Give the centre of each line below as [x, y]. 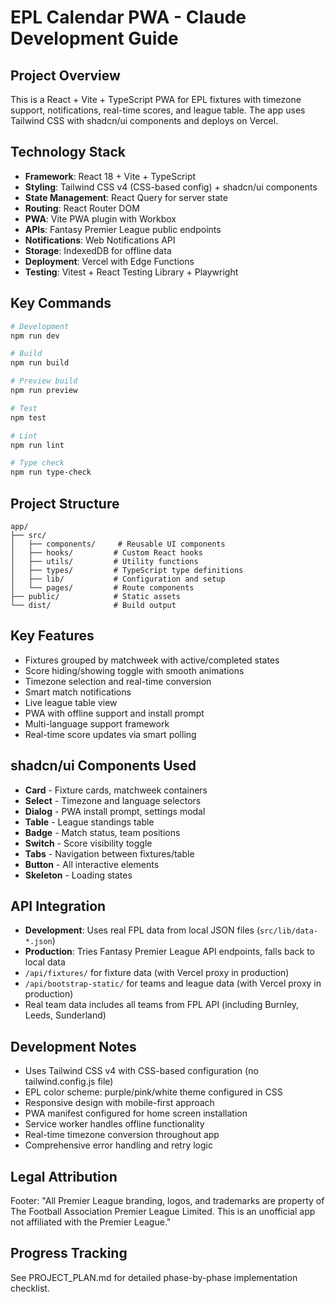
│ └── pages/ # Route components [102, 587]
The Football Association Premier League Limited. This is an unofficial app [163, 1211]
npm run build [40, 363]
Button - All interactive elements [92, 864]
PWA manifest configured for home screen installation [136, 1113]
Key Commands [61, 303]
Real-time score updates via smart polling [110, 734]
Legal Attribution [64, 1176]
